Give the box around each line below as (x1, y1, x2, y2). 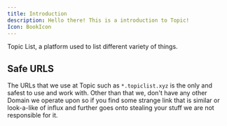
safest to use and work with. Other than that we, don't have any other (7, 89, 208, 97)
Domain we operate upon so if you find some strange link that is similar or (7, 96, 220, 105)
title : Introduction (7, 10, 68, 17)
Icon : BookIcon (7, 23, 52, 30)
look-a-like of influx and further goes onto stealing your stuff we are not (7, 104, 215, 112)
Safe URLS (7, 62, 55, 74)
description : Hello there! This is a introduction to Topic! (7, 17, 190, 24)
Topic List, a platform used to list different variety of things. (7, 43, 178, 51)
